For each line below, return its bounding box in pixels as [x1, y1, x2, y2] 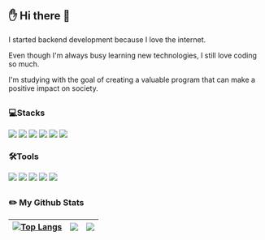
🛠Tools [8, 151, 39, 162]
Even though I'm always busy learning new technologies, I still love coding [8, 50, 258, 60]
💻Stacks [8, 107, 46, 118]
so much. [8, 58, 40, 69]
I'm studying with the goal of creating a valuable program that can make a [8, 75, 256, 84]
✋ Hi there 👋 [8, 9, 71, 23]
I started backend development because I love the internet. [8, 34, 206, 45]
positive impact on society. [8, 83, 99, 93]
